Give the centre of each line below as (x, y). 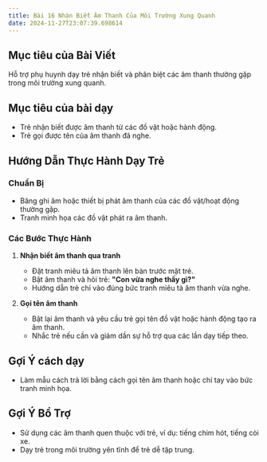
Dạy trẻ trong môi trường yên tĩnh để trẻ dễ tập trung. (107, 449)
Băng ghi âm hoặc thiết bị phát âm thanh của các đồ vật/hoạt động (130, 201)
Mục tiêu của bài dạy (61, 108)
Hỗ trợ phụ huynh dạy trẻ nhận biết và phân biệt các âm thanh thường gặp (130, 74)
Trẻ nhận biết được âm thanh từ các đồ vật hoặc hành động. (118, 127)
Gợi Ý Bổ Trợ (40, 414)
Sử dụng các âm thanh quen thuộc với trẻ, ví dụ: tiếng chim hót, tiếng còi (139, 433)
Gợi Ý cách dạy (47, 360)
